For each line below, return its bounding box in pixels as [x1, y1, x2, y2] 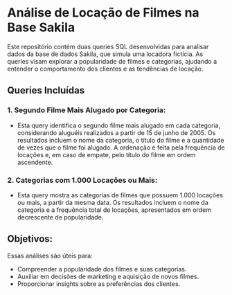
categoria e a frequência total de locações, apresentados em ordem [17, 206, 211, 214]
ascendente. [17, 158, 53, 166]
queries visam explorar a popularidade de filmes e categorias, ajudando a [7, 57, 217, 65]
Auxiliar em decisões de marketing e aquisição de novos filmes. [17, 272, 199, 280]
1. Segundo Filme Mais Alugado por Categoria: [7, 105, 166, 115]
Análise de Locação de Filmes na [7, 5, 199, 21]
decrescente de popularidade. [17, 213, 104, 221]
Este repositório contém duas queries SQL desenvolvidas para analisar [7, 42, 209, 51]
